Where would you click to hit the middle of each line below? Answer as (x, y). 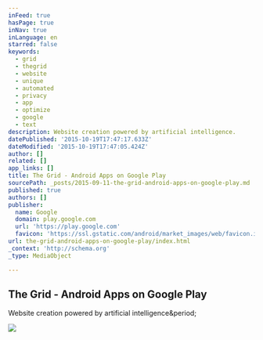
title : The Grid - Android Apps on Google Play (87, 176)
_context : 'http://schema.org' (59, 248)
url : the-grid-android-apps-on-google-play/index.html (99, 241)
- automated (35, 88)
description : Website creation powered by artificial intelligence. (122, 132)
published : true (34, 190)
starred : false (33, 45)
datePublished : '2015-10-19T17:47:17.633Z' (80, 139)
